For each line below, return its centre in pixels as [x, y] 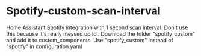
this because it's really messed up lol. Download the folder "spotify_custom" [101, 33]
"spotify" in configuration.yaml [44, 46]
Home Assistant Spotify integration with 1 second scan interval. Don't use [97, 27]
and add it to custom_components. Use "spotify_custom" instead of [90, 40]
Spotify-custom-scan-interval [83, 11]
